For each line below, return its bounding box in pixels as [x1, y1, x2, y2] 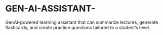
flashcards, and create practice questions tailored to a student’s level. [5, 24, 150, 30]
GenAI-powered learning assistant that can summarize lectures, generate [5, 19, 158, 25]
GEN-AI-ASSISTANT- [5, 3, 96, 14]
